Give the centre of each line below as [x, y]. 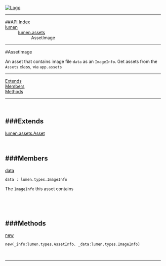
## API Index [18, 22]
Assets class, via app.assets [34, 67]
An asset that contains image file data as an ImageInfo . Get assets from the [81, 61]
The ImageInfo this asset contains [39, 189]
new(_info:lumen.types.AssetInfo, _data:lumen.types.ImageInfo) [73, 244]
